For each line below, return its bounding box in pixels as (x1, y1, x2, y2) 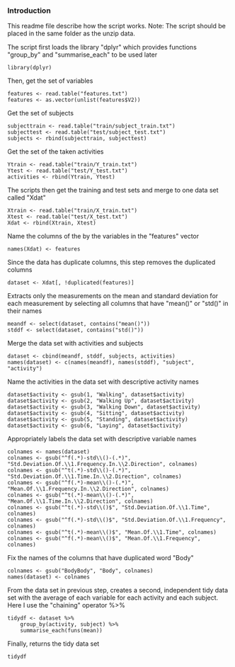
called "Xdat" (7, 193, 46, 202)
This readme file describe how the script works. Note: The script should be (7, 22, 227, 30)
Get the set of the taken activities (7, 147, 104, 156)
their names (7, 307, 42, 315)
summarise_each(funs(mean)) (20, 627, 103, 634)
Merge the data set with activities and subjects (7, 339, 144, 348)
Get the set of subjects (7, 109, 74, 118)
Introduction (7, 6, 51, 16)
